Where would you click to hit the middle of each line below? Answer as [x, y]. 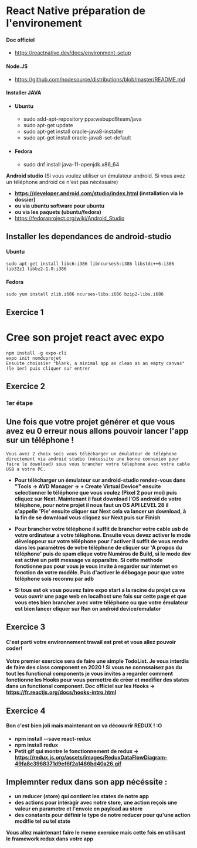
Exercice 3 [26, 627]
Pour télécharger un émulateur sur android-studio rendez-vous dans [100, 480]
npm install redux [36, 745]
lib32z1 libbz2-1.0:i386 [36, 269]
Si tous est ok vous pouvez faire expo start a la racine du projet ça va [100, 590]
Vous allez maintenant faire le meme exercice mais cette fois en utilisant [96, 832]
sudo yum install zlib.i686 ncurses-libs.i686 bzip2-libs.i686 [85, 294]
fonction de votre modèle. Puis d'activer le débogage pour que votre [99, 572]
